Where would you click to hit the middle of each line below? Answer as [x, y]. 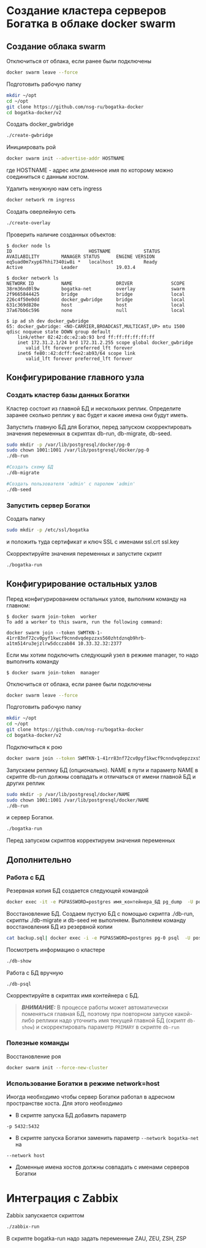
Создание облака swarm [56, 46]
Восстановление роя [34, 1056]
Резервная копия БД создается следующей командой [78, 891]
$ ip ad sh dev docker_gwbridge [48, 321]
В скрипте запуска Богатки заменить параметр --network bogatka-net [107, 1137]
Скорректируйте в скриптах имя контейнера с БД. [73, 996]
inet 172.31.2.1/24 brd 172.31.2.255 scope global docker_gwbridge [105, 342]
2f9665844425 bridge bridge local [96, 294]
